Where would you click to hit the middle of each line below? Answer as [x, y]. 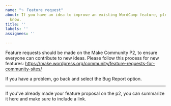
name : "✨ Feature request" [34, 10]
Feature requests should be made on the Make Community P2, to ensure [81, 52]
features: [15, 63]
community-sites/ [24, 69]
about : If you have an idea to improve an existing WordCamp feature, [82, 15]
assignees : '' [20, 34]
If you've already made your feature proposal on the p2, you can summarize [85, 93]
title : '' [16, 24]
